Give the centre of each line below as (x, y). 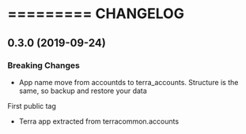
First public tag (32, 106)
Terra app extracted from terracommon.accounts (99, 121)
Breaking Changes (44, 65)
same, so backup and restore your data (83, 91)
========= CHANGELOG (96, 14)
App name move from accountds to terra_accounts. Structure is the (129, 82)
